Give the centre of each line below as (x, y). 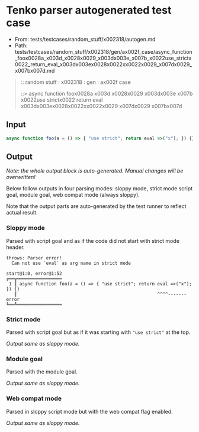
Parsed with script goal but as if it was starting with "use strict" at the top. (98, 332)
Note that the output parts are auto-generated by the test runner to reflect (96, 206)
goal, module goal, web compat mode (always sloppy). (73, 195)
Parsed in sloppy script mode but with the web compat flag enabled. (89, 411)
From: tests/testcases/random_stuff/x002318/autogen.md (85, 39)
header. (15, 247)
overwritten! (21, 177)
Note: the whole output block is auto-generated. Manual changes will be (95, 171)
